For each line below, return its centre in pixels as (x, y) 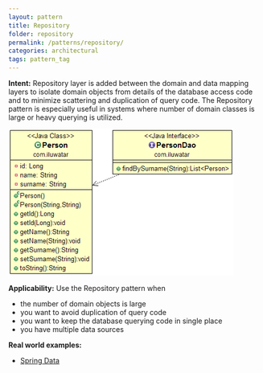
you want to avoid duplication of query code (93, 312)
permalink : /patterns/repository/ (66, 43)
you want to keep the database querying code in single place (121, 321)
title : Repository (39, 25)
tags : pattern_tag (39, 59)
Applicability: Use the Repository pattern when (87, 288)
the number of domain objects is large (83, 304)
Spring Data (40, 361)
